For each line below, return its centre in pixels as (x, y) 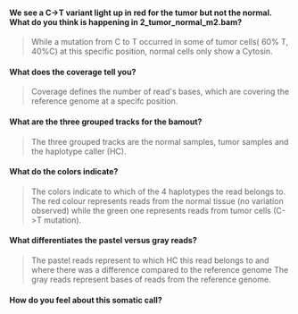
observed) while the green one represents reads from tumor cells (151, 210)
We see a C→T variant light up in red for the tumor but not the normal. (141, 13)
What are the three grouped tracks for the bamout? (106, 122)
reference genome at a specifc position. (104, 101)
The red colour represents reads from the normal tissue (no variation (157, 200)
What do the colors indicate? (64, 172)
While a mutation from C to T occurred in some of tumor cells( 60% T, (159, 42)
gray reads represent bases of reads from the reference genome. (151, 280)
